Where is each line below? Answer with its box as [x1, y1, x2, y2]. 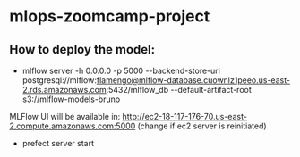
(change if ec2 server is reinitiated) [137, 120, 267, 131]
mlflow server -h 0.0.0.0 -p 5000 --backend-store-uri [21, 65, 221, 76]
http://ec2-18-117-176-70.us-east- [122, 112, 248, 121]
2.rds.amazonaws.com [21, 85, 107, 95]
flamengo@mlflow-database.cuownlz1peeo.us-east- [96, 75, 291, 86]
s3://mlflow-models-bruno [21, 94, 121, 104]
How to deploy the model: [9, 42, 156, 57]
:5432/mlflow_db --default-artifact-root [106, 85, 253, 95]
